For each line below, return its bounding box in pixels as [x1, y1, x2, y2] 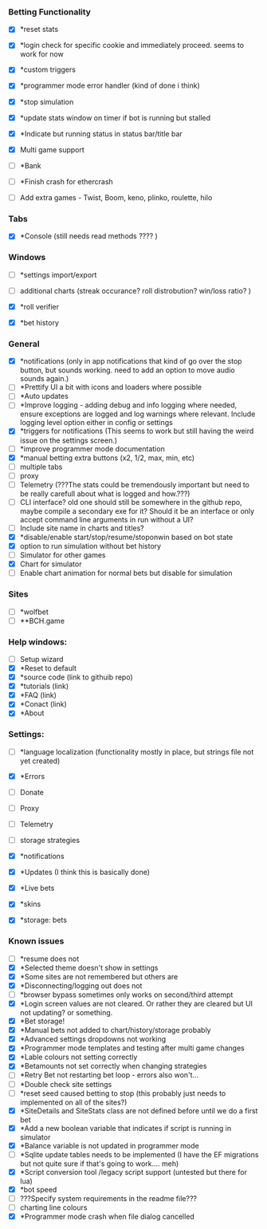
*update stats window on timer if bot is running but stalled [19, 112, 211, 122]
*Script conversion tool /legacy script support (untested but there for [19, 1167, 247, 1176]
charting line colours [19, 1203, 88, 1212]
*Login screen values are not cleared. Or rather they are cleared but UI [19, 999, 253, 1008]
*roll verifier [19, 301, 60, 311]
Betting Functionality [8, 6, 92, 18]
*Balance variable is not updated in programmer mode [19, 1140, 199, 1150]
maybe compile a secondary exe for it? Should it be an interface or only [19, 506, 255, 516]
